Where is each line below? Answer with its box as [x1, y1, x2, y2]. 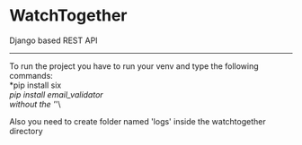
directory [9, 125, 43, 136]
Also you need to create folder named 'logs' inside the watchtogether [9, 115, 267, 126]
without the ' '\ [9, 98, 61, 109]
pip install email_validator [9, 89, 103, 99]
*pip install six [9, 80, 62, 90]
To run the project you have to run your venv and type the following [9, 60, 259, 72]
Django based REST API [9, 35, 98, 46]
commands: [9, 70, 54, 81]
